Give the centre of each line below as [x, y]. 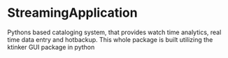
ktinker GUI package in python [51, 47]
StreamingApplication [72, 13]
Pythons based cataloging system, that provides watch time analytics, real [114, 32]
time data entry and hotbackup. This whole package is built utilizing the [110, 39]
